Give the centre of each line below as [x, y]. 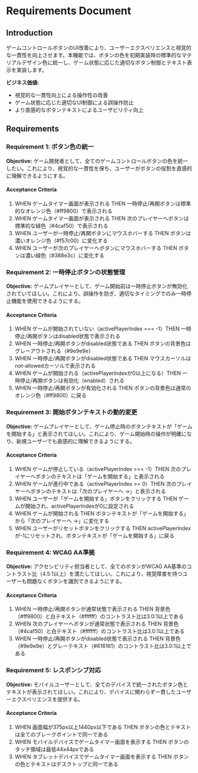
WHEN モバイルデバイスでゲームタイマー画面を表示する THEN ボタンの [102, 742]
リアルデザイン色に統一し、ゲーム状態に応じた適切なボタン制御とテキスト [97, 62]
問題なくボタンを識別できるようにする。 [76, 581]
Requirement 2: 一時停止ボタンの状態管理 [66, 272]
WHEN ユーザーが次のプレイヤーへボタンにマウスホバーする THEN [96, 248]
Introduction [30, 33]
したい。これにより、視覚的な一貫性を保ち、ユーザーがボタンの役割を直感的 [99, 168]
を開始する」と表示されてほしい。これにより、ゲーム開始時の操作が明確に [97, 434]
